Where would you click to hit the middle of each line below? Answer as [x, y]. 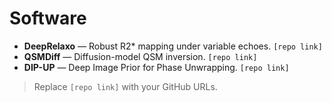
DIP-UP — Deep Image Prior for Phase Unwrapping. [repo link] [156, 67]
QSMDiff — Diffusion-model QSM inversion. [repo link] [140, 56]
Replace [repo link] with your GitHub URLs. [125, 86]
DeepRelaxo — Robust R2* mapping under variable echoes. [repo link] [173, 46]
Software [48, 18]
